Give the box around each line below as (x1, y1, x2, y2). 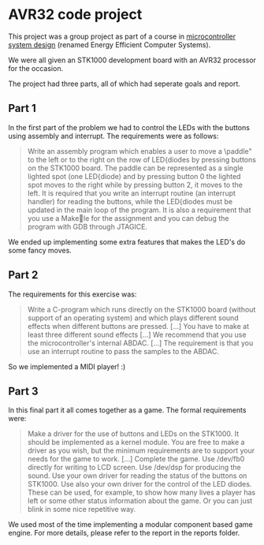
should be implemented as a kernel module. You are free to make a (27, 438, 245, 447)
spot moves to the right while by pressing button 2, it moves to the (27, 180, 243, 189)
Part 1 (8, 102, 37, 115)
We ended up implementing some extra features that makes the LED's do (8, 237, 246, 246)
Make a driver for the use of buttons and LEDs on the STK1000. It (27, 429, 240, 439)
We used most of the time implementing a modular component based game (8, 520, 254, 529)
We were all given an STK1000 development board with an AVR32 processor (8, 55, 256, 65)
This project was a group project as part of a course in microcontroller (8, 32, 236, 41)
